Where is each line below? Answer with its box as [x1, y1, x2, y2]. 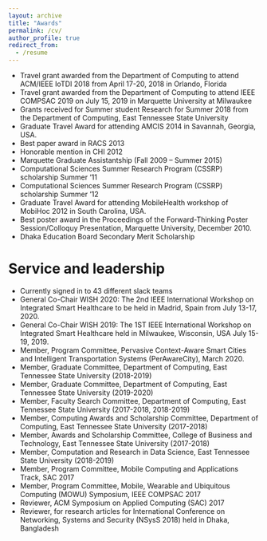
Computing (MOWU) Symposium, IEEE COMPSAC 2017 [19, 489, 202, 499]
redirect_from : [8, 41, 59, 49]
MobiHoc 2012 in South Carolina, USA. [19, 207, 147, 215]
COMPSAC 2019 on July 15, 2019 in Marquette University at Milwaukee [19, 97, 253, 105]
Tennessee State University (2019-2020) [19, 388, 154, 397]
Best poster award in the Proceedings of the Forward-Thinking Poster [19, 215, 249, 224]
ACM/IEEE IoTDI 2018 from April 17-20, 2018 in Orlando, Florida [19, 79, 227, 89]
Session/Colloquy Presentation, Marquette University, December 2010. [19, 223, 253, 232]
